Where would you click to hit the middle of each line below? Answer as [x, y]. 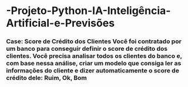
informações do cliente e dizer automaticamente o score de [93, 71]
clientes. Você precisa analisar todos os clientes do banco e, [94, 56]
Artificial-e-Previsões [61, 23]
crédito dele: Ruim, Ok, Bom [46, 78]
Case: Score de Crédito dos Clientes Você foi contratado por [94, 41]
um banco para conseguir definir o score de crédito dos [87, 49]
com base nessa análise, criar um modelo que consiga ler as [94, 64]
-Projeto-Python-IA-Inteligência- [88, 11]
